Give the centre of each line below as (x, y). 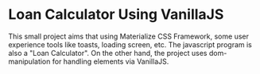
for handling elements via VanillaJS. (111, 61)
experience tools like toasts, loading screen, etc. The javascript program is (130, 44)
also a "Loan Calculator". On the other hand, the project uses (108, 53)
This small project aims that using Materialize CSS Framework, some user (128, 36)
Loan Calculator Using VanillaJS (116, 15)
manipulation (29, 61)
